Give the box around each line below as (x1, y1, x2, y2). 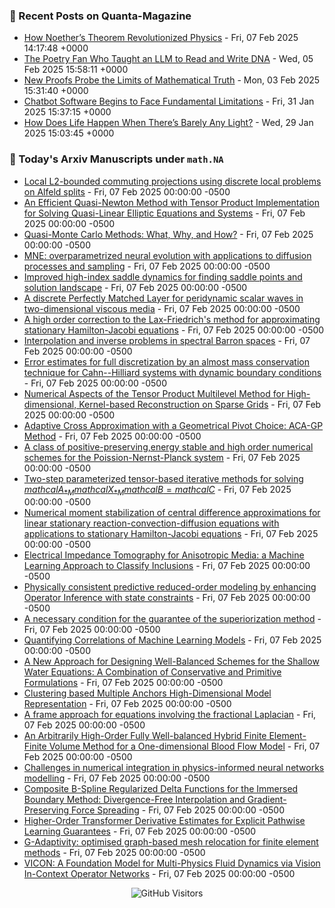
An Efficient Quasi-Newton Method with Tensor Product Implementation (23, 196, 320, 208)
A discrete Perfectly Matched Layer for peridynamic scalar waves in (23, 292, 304, 304)
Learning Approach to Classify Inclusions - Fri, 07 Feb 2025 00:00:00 (23, 560, 311, 572)
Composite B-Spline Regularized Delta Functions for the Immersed (23, 783, 299, 795)
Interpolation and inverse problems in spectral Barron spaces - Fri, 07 (23, 334, 311, 346)
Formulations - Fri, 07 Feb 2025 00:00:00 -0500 (23, 677, 224, 689)
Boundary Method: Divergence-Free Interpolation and (23, 794, 246, 806)
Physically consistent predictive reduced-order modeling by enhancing (23, 581, 317, 593)
